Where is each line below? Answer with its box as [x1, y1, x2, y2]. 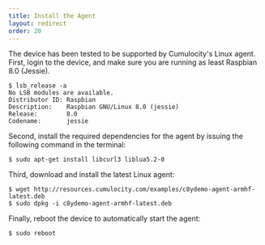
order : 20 [8, 27, 42, 35]
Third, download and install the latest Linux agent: [8, 170, 175, 180]
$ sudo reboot [8, 230, 57, 238]
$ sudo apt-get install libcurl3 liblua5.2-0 [8, 155, 165, 164]
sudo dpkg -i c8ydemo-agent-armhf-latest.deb [15, 200, 173, 208]
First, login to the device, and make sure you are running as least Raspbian [8, 57, 258, 67]
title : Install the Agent [8, 11, 96, 20]
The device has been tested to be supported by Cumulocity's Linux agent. [8, 49, 256, 59]
